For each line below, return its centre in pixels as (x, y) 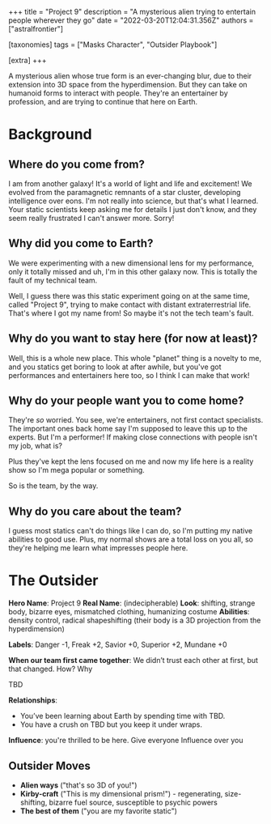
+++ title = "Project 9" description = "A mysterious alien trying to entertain (132, 12)
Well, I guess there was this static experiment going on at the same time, (129, 295)
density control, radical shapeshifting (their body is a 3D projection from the (135, 620)
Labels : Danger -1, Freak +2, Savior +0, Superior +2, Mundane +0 (118, 645)
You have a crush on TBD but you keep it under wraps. (111, 724)
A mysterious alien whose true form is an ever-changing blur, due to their (130, 76)
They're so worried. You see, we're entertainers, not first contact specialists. (136, 420)
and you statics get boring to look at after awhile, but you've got (115, 367)
